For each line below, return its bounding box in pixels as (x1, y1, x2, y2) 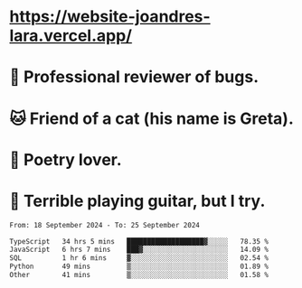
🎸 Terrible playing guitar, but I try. (9, 190, 266, 211)
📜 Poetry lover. (9, 149, 122, 170)
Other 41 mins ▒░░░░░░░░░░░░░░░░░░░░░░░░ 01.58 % (9, 271, 269, 280)
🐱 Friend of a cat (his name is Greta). (9, 108, 294, 128)
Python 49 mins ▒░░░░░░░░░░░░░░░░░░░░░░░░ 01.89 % (9, 262, 269, 272)
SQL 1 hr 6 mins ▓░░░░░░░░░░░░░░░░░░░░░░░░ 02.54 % (9, 254, 269, 263)
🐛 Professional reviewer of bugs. (9, 67, 260, 88)
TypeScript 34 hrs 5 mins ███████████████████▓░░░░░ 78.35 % (9, 237, 269, 246)
